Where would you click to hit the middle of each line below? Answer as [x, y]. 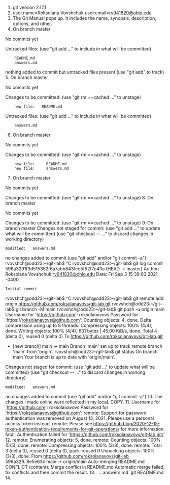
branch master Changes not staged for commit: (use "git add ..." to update [83, 228]
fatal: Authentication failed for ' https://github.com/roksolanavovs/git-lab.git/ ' [85, 435]
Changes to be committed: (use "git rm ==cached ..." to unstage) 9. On [79, 223]
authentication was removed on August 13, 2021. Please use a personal [80, 418]
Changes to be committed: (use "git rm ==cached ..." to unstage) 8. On [79, 198]
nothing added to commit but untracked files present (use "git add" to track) [85, 72]
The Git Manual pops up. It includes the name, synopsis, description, [84, 18]
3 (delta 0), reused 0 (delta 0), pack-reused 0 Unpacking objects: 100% [80, 451]
